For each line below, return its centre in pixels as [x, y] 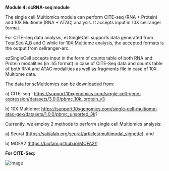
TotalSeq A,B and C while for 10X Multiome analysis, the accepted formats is [84, 43]
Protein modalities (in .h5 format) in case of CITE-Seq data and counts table [84, 63]
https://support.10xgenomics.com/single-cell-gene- [88, 94]
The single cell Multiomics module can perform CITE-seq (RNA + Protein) [81, 17]
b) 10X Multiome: [23, 109]
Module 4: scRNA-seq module [37, 7]
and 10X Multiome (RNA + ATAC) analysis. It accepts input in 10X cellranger [83, 22]
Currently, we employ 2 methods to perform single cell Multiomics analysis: [83, 124]
